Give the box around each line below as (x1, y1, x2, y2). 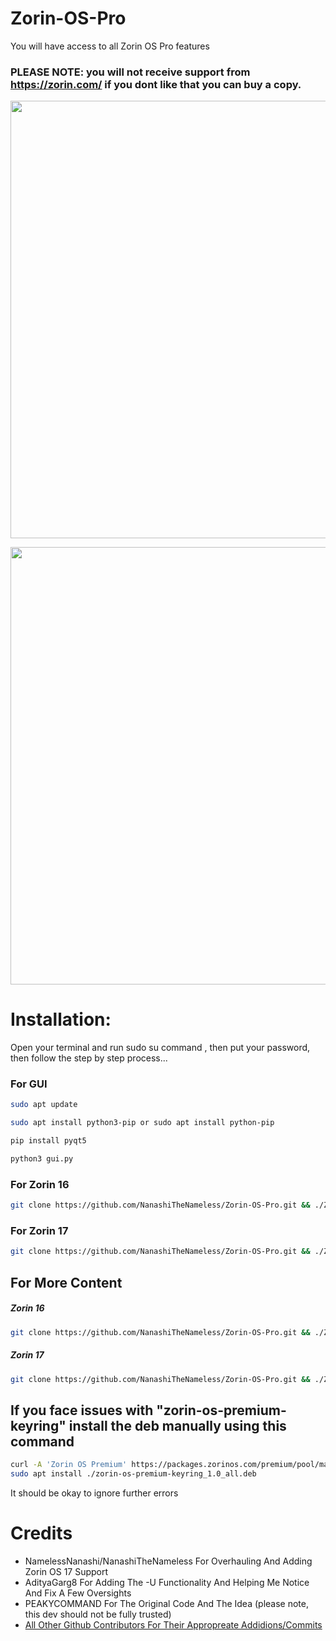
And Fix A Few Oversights (24, 1587, 132, 1599)
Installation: (10, 1008, 112, 1031)
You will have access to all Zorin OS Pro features (10, 40, 210, 52)
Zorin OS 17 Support (24, 1565, 109, 1577)
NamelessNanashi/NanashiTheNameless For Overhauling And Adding (24, 1555, 313, 1567)
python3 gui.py (10, 1154, 74, 1164)
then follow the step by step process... (10, 1052, 168, 1064)
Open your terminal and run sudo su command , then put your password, (10, 1042, 311, 1054)
